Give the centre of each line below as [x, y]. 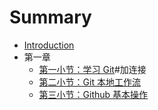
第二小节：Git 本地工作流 [89, 82]
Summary [50, 17]
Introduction [49, 45]
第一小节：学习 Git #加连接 [92, 69]
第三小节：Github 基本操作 [93, 94]
